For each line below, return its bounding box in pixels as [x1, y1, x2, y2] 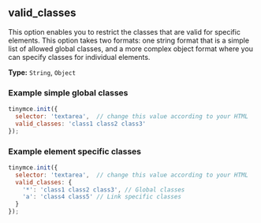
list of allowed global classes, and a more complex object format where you [8, 43, 254, 54]
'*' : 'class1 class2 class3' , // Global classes [22, 185, 185, 194]
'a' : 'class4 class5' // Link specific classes [22, 193, 181, 201]
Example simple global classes [8, 87, 129, 98]
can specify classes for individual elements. [8, 52, 151, 61]
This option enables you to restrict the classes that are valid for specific [8, 27, 240, 36]
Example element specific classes [8, 146, 142, 157]
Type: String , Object [8, 67, 76, 77]
